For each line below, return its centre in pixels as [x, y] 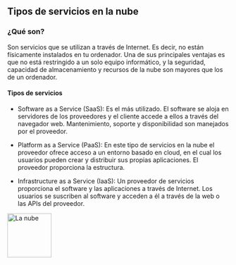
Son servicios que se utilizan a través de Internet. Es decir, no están [106, 47]
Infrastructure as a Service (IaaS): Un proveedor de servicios [106, 181]
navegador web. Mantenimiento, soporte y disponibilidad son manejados [123, 123]
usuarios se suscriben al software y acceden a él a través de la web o [118, 196]
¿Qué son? [26, 32]
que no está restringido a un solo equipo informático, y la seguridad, [106, 62]
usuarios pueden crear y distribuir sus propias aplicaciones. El [108, 160]
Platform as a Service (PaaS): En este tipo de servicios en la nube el [116, 144]
